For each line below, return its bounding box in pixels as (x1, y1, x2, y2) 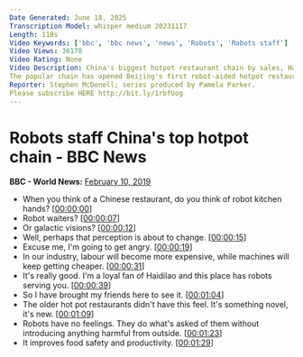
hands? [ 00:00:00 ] (22, 204, 93, 215)
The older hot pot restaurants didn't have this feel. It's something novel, (22, 299, 289, 310)
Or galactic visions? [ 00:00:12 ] (22, 223, 137, 233)
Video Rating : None (9, 55, 83, 64)
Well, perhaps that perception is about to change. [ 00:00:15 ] (22, 232, 247, 243)
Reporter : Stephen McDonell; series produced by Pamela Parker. (9, 80, 256, 89)
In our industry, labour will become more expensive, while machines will (22, 252, 290, 262)
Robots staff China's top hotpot (9, 127, 250, 148)
